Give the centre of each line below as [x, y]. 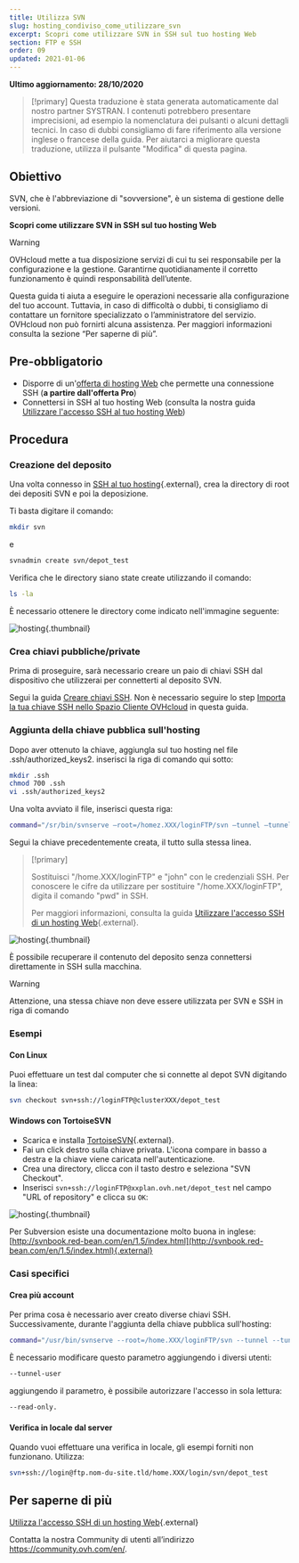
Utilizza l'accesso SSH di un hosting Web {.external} [104, 1522]
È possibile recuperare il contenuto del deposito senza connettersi [130, 957]
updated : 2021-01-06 [48, 59]
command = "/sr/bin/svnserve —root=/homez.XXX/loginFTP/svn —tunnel [135, 825]
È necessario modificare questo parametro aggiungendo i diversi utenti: [141, 1358]
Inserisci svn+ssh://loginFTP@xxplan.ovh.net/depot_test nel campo [146, 1188]
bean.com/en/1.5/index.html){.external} [81, 1251]
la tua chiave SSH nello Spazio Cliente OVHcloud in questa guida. [129, 707]
